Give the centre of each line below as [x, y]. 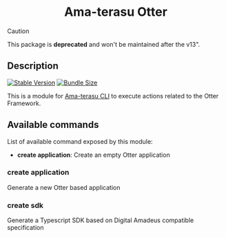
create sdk [25, 205]
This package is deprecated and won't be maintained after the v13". [104, 44]
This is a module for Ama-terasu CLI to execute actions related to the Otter [113, 96]
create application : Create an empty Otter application [93, 155]
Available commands [53, 125]
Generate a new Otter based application [64, 187]
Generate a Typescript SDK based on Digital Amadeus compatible [101, 220]
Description [33, 66]
